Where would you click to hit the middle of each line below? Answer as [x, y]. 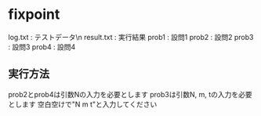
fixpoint [34, 14]
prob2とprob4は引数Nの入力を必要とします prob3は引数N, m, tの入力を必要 [130, 94]
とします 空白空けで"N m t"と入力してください [83, 104]
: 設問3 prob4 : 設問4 [42, 47]
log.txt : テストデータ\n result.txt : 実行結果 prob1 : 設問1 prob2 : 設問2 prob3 [131, 37]
